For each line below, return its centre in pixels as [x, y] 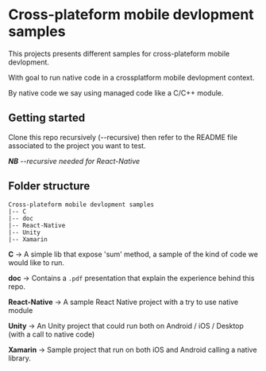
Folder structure [49, 186]
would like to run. [37, 262]
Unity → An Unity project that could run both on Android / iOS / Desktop [126, 326]
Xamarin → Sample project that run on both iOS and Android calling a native [133, 350]
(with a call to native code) [52, 334]
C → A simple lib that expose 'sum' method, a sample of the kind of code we [133, 254]
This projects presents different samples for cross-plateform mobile [119, 53]
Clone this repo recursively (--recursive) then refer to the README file [123, 137]
